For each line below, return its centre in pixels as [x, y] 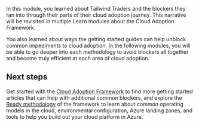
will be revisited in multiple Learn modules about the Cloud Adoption [90, 21]
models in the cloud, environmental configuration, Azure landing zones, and [99, 110]
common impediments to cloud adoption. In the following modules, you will [98, 45]
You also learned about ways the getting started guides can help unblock [96, 39]
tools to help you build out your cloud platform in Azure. [75, 116]
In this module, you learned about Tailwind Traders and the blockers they [96, 9]
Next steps [27, 77]
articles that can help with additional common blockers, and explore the [94, 97]
